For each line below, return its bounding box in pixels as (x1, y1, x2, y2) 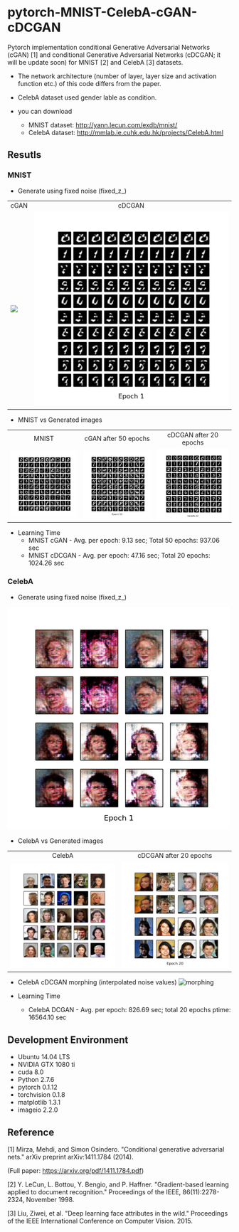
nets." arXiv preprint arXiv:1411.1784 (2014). (7, 1153, 134, 1162)
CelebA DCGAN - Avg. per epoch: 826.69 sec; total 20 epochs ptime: (28, 1006, 231, 1014)
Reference (7, 1126, 55, 1138)
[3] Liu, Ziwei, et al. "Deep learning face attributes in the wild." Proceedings (7, 1209, 228, 1218)
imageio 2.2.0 (17, 1105, 58, 1114)
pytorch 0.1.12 (17, 1083, 58, 1092)
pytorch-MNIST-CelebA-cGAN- (7, 4, 198, 21)
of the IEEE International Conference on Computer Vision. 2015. (7, 1217, 193, 1226)
